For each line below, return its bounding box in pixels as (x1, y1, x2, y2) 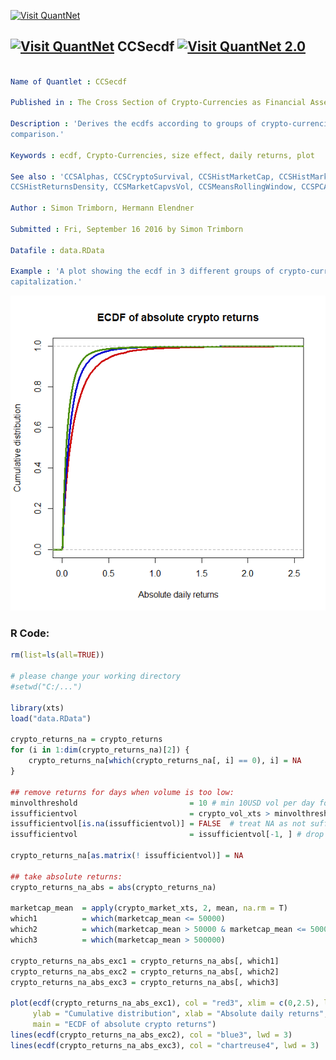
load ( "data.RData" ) (10, 713, 92, 724)
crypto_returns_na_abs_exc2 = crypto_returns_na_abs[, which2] (10, 966, 280, 977)
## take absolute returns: (10, 871, 123, 882)
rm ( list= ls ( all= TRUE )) (10, 650, 105, 660)
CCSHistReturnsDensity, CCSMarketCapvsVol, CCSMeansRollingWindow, (10, 182, 298, 192)
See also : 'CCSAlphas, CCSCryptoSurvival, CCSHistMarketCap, (10, 171, 275, 182)
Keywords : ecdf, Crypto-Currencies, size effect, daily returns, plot (10, 150, 315, 160)
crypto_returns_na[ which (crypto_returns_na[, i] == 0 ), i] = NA (28, 756, 302, 766)
